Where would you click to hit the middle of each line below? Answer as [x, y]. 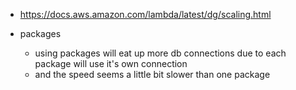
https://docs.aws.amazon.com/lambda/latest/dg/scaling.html [145, 14]
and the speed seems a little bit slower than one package [152, 74]
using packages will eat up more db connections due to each [160, 53]
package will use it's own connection [111, 63]
